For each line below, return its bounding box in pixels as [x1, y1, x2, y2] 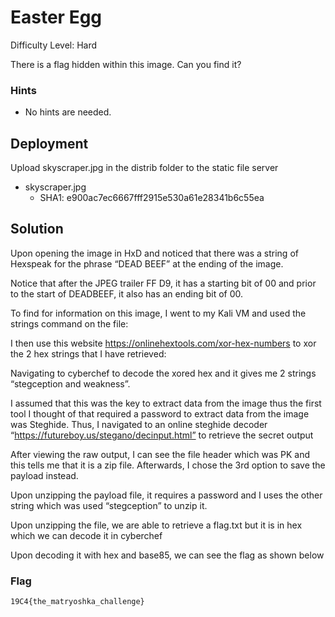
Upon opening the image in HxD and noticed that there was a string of [10, 247, 299, 259]
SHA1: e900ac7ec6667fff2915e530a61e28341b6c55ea [39, 192, 265, 204]
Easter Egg [10, 6, 103, 29]
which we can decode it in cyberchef [10, 529, 163, 541]
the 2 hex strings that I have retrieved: [10, 347, 167, 360]
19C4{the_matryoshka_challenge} [10, 597, 145, 607]
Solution [10, 221, 64, 238]
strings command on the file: [10, 317, 129, 330]
